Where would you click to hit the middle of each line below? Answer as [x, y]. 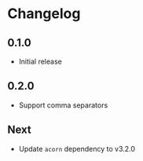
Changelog [44, 14]
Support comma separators [63, 105]
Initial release [40, 61]
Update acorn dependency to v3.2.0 [77, 148]
